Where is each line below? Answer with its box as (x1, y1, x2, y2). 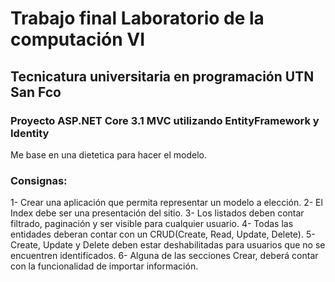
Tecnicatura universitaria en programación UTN (10, 68, 315, 85)
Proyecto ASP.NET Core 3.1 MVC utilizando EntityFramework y (10, 113, 320, 127)
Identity (10, 126, 50, 140)
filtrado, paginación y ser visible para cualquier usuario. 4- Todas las (10, 218, 294, 230)
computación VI (10, 28, 145, 51)
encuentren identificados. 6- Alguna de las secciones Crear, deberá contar (10, 250, 319, 262)
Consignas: (10, 173, 68, 187)
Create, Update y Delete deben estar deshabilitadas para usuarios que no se (10, 239, 326, 251)
